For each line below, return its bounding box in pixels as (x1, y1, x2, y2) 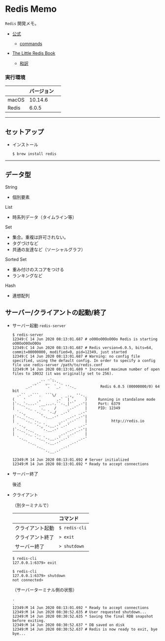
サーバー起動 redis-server (12, 322, 66, 328)
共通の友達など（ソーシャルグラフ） (12, 246, 86, 252)
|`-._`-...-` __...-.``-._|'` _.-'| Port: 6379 (12, 401, 120, 406)
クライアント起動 (14, 524, 55, 531)
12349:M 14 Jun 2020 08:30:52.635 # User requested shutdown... (12, 609, 147, 614)
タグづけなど (12, 240, 38, 246)
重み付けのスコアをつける (12, 266, 64, 272)
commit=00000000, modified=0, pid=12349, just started (12, 350, 127, 354)
